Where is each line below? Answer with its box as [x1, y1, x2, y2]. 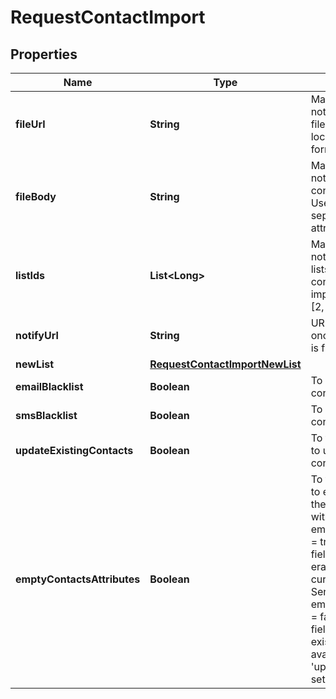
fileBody [15, 190, 57, 203]
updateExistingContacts [15, 444, 134, 457]
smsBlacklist [15, 409, 78, 422]
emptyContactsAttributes [15, 572, 141, 586]
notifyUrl [15, 329, 59, 342]
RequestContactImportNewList [149, 357, 302, 371]
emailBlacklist [15, 380, 84, 393]
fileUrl [15, 117, 46, 131]
